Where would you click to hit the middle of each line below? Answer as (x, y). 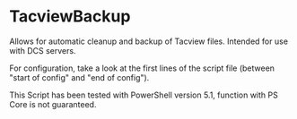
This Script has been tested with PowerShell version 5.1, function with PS (144, 95)
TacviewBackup (70, 17)
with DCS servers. (43, 50)
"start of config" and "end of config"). (79, 77)
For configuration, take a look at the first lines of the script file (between (142, 68)
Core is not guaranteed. (53, 104)
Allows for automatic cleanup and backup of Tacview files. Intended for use (149, 41)
